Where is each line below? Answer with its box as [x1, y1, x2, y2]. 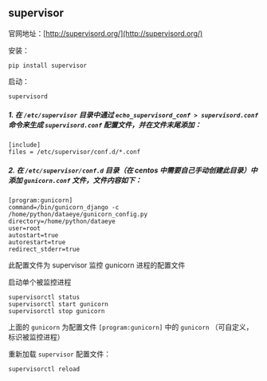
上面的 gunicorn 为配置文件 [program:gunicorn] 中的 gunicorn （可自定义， [8, 322, 253, 331]
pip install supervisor [8, 62, 88, 69]
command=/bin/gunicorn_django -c [8, 203, 120, 211]
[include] [8, 141, 41, 149]
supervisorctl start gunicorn [8, 300, 109, 308]
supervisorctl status [8, 293, 80, 301]
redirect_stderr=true [8, 245, 80, 253]
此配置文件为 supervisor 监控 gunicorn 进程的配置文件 [8, 260, 186, 270]
